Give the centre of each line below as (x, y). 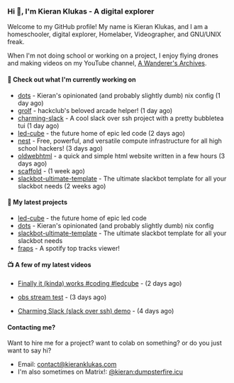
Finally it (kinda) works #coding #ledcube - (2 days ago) (100, 283)
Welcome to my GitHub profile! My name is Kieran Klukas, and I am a (108, 27)
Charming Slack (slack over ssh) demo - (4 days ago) (96, 311)
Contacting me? (31, 327)
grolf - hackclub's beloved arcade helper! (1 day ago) (95, 110)
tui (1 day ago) (38, 125)
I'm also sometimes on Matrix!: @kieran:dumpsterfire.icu (100, 372)
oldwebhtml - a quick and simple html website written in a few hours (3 (121, 156)
